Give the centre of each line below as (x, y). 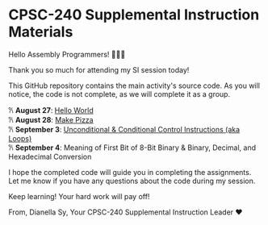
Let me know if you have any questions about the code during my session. (132, 181)
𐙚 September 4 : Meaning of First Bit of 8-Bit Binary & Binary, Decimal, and (132, 148)
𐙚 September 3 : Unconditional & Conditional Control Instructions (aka (124, 129)
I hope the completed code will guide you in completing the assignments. (130, 172)
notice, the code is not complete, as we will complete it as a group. (119, 94)
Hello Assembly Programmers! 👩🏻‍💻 (67, 54)
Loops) (20, 138)
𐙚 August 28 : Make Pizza (51, 119)
